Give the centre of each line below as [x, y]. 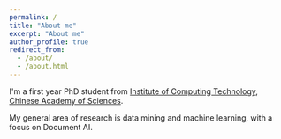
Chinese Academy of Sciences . [66, 100]
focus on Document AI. [51, 127]
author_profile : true [49, 42]
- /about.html [43, 67]
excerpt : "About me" [47, 33]
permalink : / [33, 17]
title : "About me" [43, 26]
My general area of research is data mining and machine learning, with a [141, 117]
